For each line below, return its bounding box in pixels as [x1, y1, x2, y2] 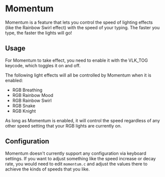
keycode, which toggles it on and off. [5, 62, 81, 68]
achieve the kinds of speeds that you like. [5, 166, 90, 172]
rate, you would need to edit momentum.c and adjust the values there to [5, 161, 148, 167]
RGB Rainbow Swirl [12, 97, 52, 103]
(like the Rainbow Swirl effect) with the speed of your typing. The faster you [5, 24, 160, 30]
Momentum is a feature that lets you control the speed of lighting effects [5, 19, 153, 25]
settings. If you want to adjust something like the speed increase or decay [5, 155, 156, 161]
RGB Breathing [12, 87, 43, 93]
